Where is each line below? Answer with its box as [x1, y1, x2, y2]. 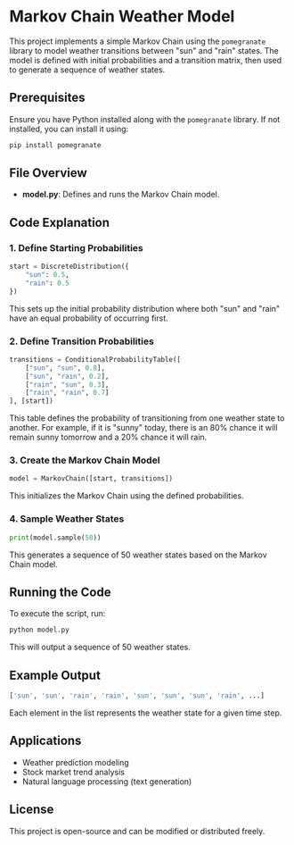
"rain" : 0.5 [25, 279, 69, 288]
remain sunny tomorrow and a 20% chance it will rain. [9, 431, 208, 443]
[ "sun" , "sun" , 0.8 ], [25, 364, 105, 372]
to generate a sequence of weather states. [9, 64, 166, 75]
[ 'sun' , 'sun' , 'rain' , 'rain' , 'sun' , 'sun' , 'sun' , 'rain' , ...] [9, 691, 265, 700]
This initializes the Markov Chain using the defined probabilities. [9, 490, 244, 501]
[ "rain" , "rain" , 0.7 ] [25, 389, 110, 397]
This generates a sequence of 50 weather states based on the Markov [9, 549, 267, 560]
